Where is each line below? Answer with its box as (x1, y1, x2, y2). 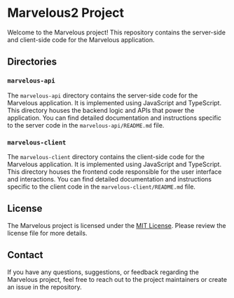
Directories (7, 56, 57, 68)
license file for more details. (7, 229, 88, 237)
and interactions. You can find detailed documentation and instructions (7, 175, 212, 183)
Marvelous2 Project (7, 5, 125, 21)
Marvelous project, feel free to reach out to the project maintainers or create (7, 275, 228, 283)
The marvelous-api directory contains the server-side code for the (7, 91, 198, 100)
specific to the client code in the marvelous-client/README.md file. (7, 182, 196, 191)
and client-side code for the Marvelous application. (7, 35, 156, 43)
